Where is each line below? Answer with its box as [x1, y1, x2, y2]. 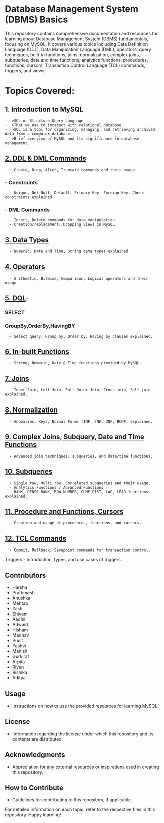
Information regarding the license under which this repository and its [12, 731, 154, 737]
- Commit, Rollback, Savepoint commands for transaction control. [9, 547, 151, 553]
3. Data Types [5, 235, 49, 244]
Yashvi [12, 643, 26, 649]
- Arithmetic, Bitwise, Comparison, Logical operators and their [9, 276, 149, 281]
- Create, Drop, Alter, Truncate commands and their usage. [9, 167, 137, 172]
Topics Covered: [5, 85, 75, 97]
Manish [12, 648, 28, 654]
